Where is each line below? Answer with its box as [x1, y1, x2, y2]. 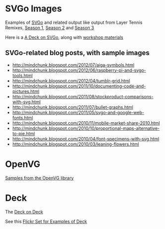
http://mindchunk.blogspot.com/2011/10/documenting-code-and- [12, 83, 146, 89]
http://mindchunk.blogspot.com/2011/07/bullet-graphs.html [12, 104, 133, 110]
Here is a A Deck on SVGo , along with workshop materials [5, 34, 123, 40]
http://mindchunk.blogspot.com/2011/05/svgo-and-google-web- [12, 109, 145, 115]
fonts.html [12, 115, 33, 121]
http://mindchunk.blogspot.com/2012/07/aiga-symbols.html [12, 62, 135, 68]
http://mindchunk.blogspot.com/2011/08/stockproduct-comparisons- [12, 93, 154, 99]
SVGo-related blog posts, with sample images [5, 49, 150, 57]
